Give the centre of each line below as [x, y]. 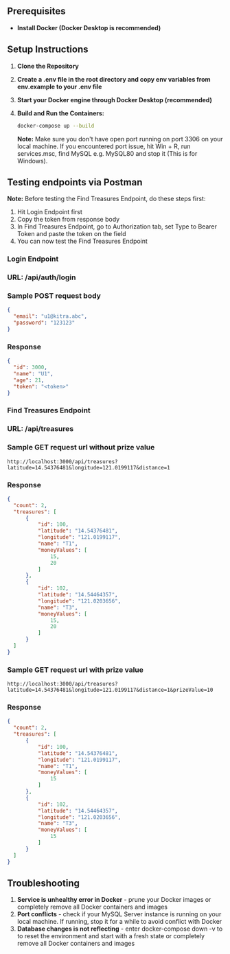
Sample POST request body [54, 296]
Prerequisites [36, 11]
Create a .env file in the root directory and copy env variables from [114, 79]
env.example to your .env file [59, 86]
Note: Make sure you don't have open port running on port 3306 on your [120, 139]
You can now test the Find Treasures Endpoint [82, 241]
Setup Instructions [48, 50]
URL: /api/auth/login [42, 277]
